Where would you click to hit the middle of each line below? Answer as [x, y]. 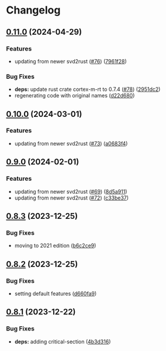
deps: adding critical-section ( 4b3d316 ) [63, 342]
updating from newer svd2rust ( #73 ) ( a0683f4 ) [71, 143]
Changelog [33, 10]
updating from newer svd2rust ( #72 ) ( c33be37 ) [72, 198]
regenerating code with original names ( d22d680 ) [75, 96]
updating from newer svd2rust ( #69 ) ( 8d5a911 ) [71, 191]
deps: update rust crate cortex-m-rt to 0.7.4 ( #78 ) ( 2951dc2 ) [87, 89]
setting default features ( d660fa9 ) [56, 293]
